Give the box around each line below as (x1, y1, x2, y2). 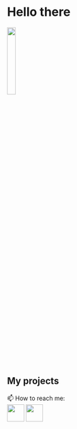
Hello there (7, 4, 71, 20)
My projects (7, 375, 59, 387)
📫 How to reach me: (7, 394, 65, 402)
